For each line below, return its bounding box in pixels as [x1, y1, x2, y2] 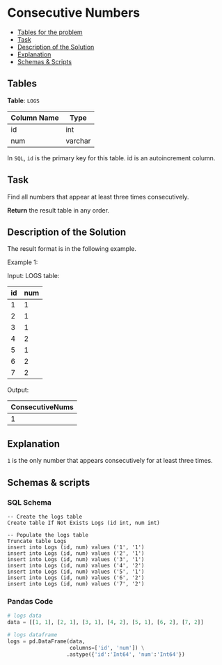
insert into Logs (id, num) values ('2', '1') [7, 549, 145, 557]
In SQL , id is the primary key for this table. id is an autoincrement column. [7, 153, 216, 162]
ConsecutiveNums [10, 402, 74, 412]
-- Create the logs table [7, 513, 82, 520]
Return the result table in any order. [7, 206, 110, 214]
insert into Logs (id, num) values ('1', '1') [7, 544, 145, 551]
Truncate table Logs [7, 537, 68, 544]
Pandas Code [7, 596, 54, 606]
